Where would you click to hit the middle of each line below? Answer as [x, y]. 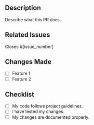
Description [23, 8]
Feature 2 [21, 79]
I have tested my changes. [38, 111]
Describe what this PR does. [33, 19]
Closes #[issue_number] [29, 47]
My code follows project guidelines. [47, 106]
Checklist [20, 94]
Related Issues [27, 35]
